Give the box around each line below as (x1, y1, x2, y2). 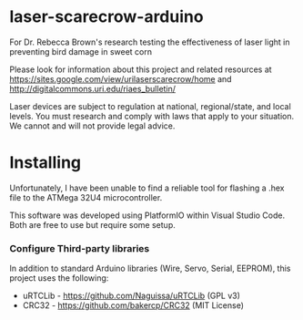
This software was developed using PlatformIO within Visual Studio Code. (9, 210, 285, 221)
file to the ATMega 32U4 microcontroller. (9, 191, 163, 202)
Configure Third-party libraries (9, 242, 150, 254)
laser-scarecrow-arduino (9, 6, 204, 27)
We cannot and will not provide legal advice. (9, 120, 176, 131)
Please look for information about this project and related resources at (9, 64, 272, 75)
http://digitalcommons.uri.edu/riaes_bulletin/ (9, 83, 176, 94)
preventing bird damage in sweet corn (9, 46, 153, 57)
